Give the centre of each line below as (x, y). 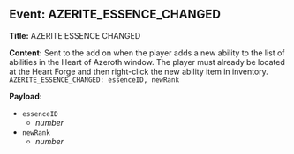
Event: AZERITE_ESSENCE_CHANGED (115, 15)
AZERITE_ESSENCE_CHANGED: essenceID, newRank (94, 80)
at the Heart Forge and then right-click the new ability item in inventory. (139, 71)
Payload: (26, 96)
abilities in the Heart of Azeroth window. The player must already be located (147, 62)
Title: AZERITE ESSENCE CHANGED (75, 35)
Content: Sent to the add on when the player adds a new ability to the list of (147, 53)
